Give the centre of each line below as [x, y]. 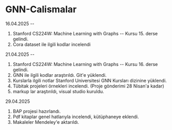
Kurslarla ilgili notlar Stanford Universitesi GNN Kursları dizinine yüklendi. [90, 80]
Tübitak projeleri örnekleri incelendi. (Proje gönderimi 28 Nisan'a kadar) [88, 86]
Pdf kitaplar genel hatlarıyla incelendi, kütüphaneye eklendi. [76, 117]
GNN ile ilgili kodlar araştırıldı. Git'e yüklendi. [60, 75]
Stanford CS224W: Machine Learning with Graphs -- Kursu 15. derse [85, 33]
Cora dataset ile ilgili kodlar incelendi [52, 44]
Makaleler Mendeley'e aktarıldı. [46, 122]
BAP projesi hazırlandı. [37, 111]
